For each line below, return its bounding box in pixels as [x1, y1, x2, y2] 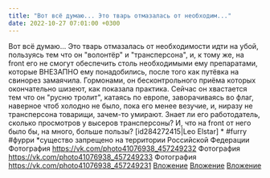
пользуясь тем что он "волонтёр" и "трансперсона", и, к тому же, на [8, 50, 245, 59]
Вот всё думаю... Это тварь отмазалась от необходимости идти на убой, [8, 41, 259, 51]
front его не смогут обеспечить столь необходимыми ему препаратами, [8, 58, 259, 68]
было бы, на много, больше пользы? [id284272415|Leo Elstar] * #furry [8, 126, 247, 136]
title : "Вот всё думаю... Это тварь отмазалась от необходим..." [8, 11, 231, 20]
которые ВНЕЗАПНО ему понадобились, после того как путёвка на [8, 67, 239, 76]
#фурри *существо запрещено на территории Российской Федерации [8, 135, 250, 144]
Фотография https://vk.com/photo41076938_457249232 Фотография [8, 144, 241, 153]
